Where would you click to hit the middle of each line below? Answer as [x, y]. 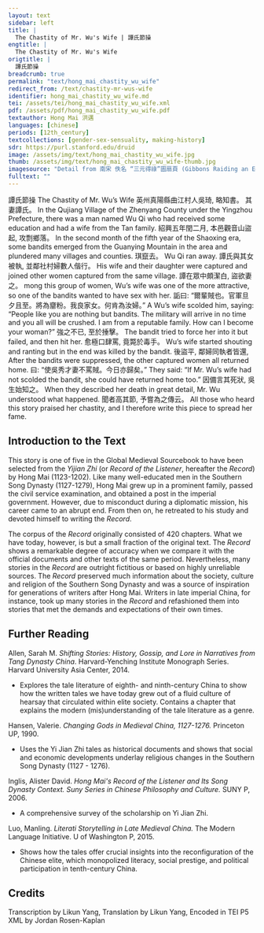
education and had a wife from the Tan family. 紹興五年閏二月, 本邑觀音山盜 [130, 228]
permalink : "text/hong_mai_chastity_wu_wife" [84, 81]
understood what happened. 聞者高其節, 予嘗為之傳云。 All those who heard [132, 399]
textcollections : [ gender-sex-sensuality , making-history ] [107, 140]
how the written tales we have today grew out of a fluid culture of [125, 693]
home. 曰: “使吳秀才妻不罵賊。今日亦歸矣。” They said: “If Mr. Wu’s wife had [130, 369]
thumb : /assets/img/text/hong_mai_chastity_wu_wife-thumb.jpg [112, 162]
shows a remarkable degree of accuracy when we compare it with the [121, 550]
